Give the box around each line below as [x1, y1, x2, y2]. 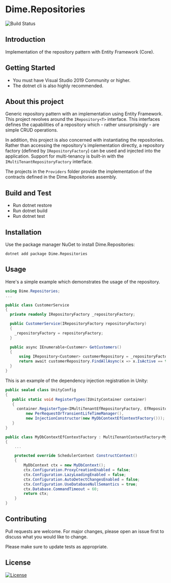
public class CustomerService [5, 302, 70, 308]
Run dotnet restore [12, 202, 52, 209]
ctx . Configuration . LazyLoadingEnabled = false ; [23, 472, 126, 477]
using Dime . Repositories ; [5, 288, 60, 294]
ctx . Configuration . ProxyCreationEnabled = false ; [23, 468, 131, 473]
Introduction [5, 35, 46, 44]
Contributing [5, 515, 47, 523]
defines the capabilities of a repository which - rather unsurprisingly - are [5, 121, 159, 128]
